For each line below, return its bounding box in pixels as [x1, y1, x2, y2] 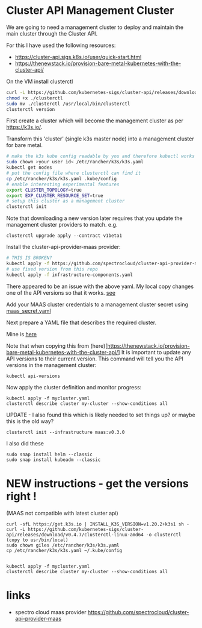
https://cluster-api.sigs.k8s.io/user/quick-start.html [14, 53, 142, 60]
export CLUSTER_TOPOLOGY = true [6, 187, 82, 193]
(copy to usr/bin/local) [6, 537, 69, 543]
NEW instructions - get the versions [6, 477, 189, 490]
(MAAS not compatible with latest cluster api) [6, 509, 118, 517]
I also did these [6, 439, 44, 447]
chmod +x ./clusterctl [6, 95, 63, 101]
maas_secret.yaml [6, 307, 51, 314]
